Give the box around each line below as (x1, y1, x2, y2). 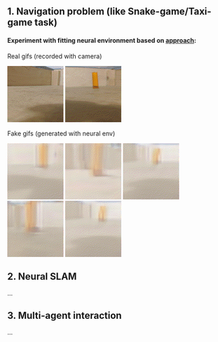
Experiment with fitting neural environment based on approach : (7, 36, 196, 44)
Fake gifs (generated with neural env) (7, 129, 116, 138)
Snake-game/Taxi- (127, 6, 212, 18)
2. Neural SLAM (7, 270, 77, 282)
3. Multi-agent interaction (7, 309, 122, 322)
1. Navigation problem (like (7, 6, 126, 18)
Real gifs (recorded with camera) (7, 52, 102, 60)
